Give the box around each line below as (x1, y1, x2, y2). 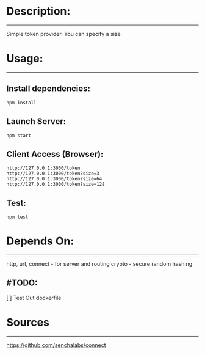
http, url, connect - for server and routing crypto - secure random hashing (6, 260, 193, 268)
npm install (6, 100, 37, 106)
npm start (6, 133, 32, 139)
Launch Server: (6, 116, 67, 126)
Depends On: (6, 234, 74, 248)
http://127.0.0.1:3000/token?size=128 (6, 181, 105, 188)
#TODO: (6, 278, 38, 288)
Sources (6, 316, 50, 329)
